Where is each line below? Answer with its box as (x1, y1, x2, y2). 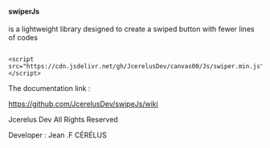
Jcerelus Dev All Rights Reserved (8, 115, 118, 125)
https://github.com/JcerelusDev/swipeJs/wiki (8, 99, 158, 109)
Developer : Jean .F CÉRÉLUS (8, 130, 107, 140)
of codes (8, 33, 39, 43)
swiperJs (8, 6, 40, 16)
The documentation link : (8, 84, 91, 93)
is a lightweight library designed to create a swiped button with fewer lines (8, 24, 255, 34)
